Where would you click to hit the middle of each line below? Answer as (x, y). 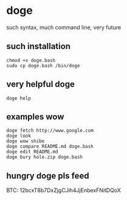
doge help (19, 98)
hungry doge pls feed (48, 175)
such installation (39, 46)
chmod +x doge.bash (31, 60)
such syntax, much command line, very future (64, 27)
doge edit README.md (33, 152)
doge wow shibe (26, 141)
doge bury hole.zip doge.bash (45, 157)
